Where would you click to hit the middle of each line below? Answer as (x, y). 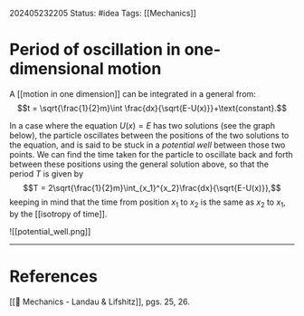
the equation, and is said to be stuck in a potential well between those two (147, 145)
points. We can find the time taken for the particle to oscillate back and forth (152, 154)
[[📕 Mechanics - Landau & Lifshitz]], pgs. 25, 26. (100, 302)
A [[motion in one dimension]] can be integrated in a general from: (133, 93)
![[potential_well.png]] (50, 231)
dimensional (57, 69)
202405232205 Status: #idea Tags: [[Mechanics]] (103, 13)
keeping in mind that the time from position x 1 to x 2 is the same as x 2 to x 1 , (148, 203)
